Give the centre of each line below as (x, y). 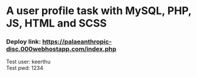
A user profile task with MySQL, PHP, (99, 11)
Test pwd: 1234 (25, 68)
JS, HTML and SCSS (56, 23)
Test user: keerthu (28, 62)
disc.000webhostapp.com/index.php (61, 49)
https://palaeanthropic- (77, 42)
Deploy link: (24, 42)
